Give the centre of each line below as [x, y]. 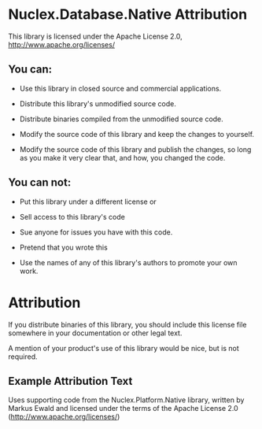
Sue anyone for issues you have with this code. [96, 232]
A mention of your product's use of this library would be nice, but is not [124, 348]
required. [23, 357]
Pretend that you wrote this [63, 247]
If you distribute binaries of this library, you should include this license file [127, 324]
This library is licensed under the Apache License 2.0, [95, 36]
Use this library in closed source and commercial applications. [120, 88]
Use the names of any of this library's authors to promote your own [128, 262]
